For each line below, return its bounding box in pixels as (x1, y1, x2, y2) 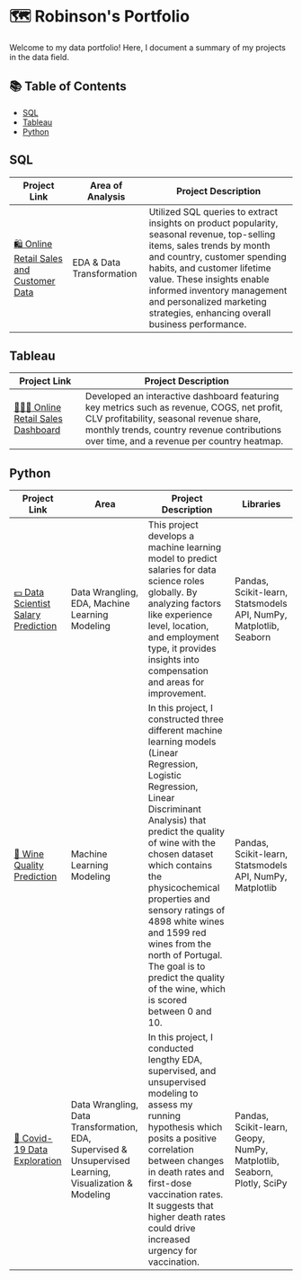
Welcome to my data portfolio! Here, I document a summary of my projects (9, 41, 286, 53)
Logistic (147, 769, 182, 782)
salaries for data (147, 564, 217, 576)
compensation (147, 665, 209, 678)
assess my (147, 1098, 193, 1111)
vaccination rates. (147, 1188, 224, 1201)
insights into (147, 653, 200, 666)
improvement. (147, 688, 207, 700)
